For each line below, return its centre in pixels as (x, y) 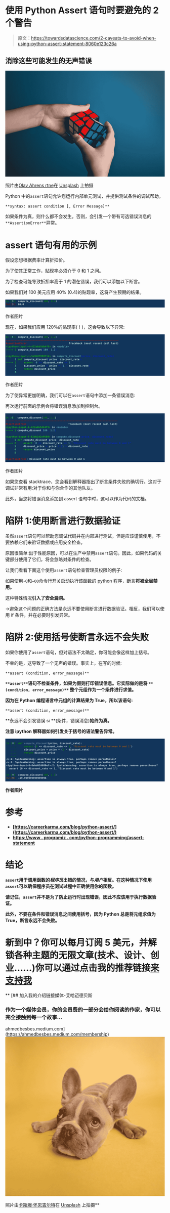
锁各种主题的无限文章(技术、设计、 (78, 955)
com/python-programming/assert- (107, 837)
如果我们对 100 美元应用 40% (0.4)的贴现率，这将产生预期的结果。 (75, 292)
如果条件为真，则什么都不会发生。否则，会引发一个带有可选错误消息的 (78, 216)
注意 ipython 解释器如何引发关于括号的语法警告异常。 (61, 731)
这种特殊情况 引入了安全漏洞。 (36, 598)
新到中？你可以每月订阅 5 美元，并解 (81, 943)
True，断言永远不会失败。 (32, 920)
